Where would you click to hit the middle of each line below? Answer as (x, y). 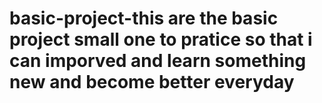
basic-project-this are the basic (144, 18)
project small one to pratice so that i (161, 39)
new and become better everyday (152, 82)
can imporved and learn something (158, 61)
